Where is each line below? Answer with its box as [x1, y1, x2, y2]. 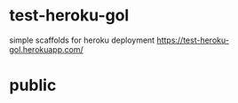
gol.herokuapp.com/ [9, 44, 83, 54]
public [9, 75, 57, 96]
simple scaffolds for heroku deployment [9, 35, 155, 45]
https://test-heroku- [156, 35, 229, 45]
